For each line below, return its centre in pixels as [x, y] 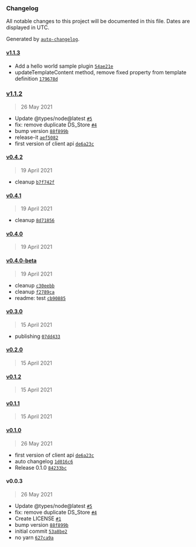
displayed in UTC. [28, 27]
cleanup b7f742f [35, 182]
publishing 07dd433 [37, 336]
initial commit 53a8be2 [41, 531]
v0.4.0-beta [21, 260]
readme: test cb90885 [40, 298]
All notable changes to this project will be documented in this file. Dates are [98, 21]
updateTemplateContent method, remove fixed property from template [100, 72]
